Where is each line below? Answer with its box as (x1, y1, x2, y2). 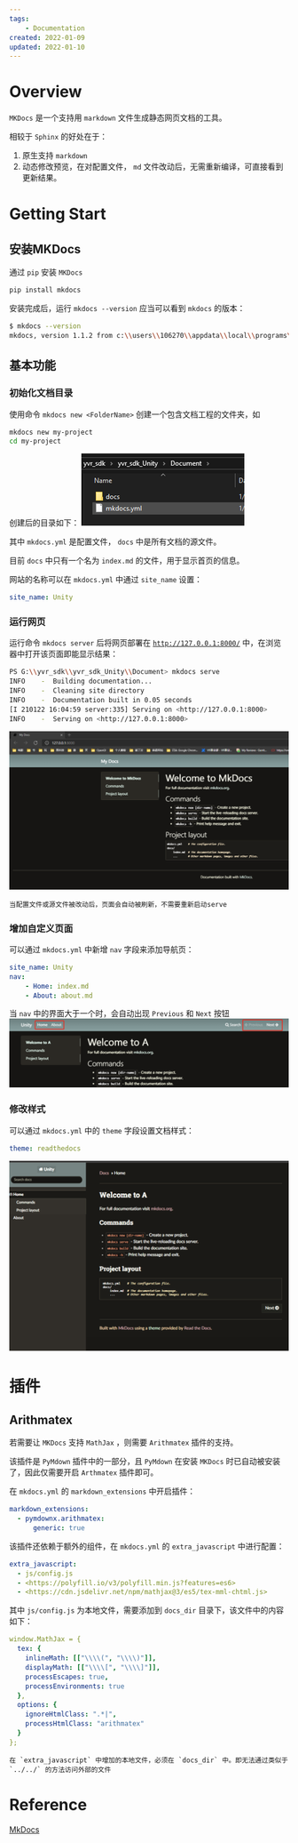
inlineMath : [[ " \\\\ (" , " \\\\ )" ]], (25, 1654, 157, 1663)
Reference (9, 1795, 87, 1815)
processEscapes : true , (25, 1672, 109, 1681)
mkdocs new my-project (9, 428, 93, 437)
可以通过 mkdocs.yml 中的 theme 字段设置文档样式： (9, 1125, 195, 1135)
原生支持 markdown (21, 150, 89, 161)
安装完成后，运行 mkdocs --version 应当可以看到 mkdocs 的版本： (9, 303, 246, 314)
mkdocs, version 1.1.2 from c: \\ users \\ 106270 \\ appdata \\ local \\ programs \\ (9, 331, 295, 340)
